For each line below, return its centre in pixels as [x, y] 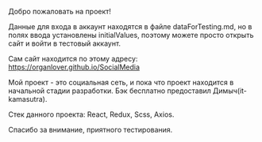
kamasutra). [28, 99]
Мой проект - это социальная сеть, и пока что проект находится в [121, 82]
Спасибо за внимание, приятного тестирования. [91, 130]
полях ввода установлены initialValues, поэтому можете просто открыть [131, 35]
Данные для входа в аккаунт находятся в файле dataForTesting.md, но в [130, 26]
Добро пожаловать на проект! [60, 11]
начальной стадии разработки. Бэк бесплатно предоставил [110, 91]
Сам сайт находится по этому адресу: [73, 59]
